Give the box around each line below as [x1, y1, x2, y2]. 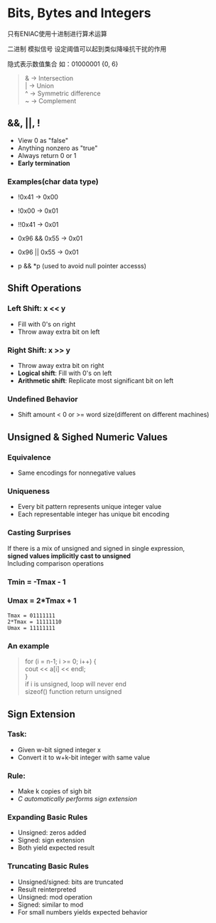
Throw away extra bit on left [17, 327, 100, 336]
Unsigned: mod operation [17, 892, 92, 901]
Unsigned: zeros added [17, 828, 87, 837]
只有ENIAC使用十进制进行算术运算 [7, 29, 108, 38]
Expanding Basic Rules [7, 813, 88, 823]
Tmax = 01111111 [7, 612, 55, 619]
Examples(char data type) [7, 176, 99, 186]
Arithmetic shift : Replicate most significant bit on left [17, 376, 174, 385]
